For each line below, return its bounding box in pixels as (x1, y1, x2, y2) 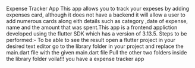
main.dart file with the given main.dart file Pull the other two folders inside (6, 49, 187, 56)
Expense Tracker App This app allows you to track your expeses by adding (6, 5, 190, 12)
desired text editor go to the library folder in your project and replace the (6, 43, 184, 50)
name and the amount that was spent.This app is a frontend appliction (6, 24, 178, 31)
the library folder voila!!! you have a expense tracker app (6, 56, 144, 62)
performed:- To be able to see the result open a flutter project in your (6, 37, 176, 43)
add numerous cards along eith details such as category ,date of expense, (6, 18, 188, 24)
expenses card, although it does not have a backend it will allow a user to (6, 11, 185, 18)
